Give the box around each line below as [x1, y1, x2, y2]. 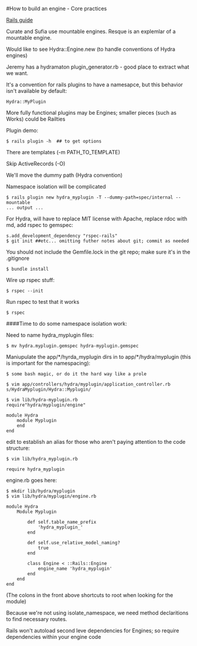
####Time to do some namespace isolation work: [6, 320, 127, 327]
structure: [6, 444, 30, 452]
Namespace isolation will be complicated [6, 183, 106, 190]
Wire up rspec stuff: [6, 277, 55, 283]
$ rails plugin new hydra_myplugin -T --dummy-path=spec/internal [6, 194, 173, 200]
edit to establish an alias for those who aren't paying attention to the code [6, 439, 186, 445]
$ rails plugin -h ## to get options [6, 138, 102, 144]
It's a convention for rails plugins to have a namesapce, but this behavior [6, 81, 183, 88]
